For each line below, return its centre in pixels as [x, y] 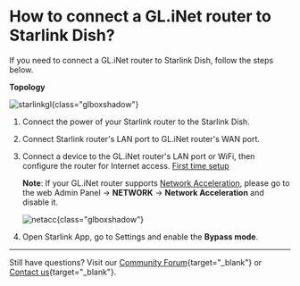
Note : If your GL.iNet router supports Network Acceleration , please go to [156, 183]
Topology [27, 87]
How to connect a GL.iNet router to [141, 17]
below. [21, 70]
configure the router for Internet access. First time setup [125, 165]
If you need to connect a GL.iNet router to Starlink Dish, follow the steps [142, 60]
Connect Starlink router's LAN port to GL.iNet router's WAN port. [141, 139]
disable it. [40, 202]
